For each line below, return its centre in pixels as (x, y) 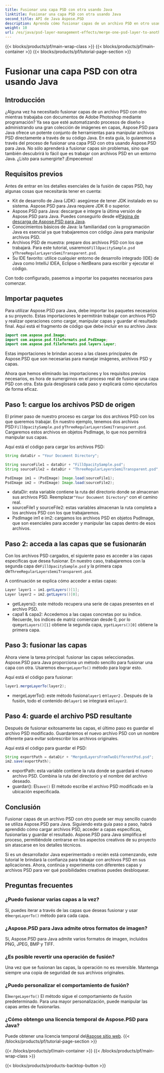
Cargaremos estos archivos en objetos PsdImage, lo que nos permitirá (76, 432)
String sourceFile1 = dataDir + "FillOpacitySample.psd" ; (65, 464)
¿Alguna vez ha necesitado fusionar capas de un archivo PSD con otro (76, 112)
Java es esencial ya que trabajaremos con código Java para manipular (83, 232)
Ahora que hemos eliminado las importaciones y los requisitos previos (76, 374)
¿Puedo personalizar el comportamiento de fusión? (67, 986)
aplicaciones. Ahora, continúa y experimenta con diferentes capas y (73, 865)
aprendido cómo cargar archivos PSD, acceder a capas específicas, (73, 830)
